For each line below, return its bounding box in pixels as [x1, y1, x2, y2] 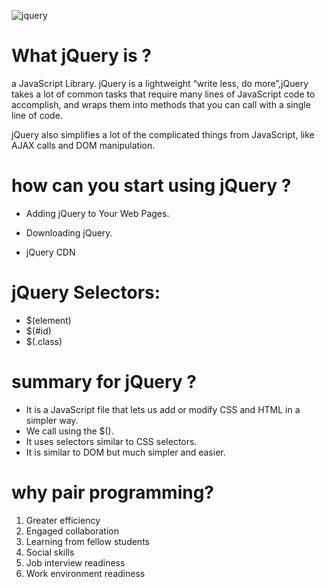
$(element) [25, 314, 72, 326]
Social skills [25, 546, 75, 558]
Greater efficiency [25, 514, 101, 526]
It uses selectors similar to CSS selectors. [25, 435, 198, 447]
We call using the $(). [25, 425, 114, 437]
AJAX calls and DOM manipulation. [11, 139, 156, 151]
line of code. [11, 109, 63, 121]
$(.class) [25, 335, 63, 347]
